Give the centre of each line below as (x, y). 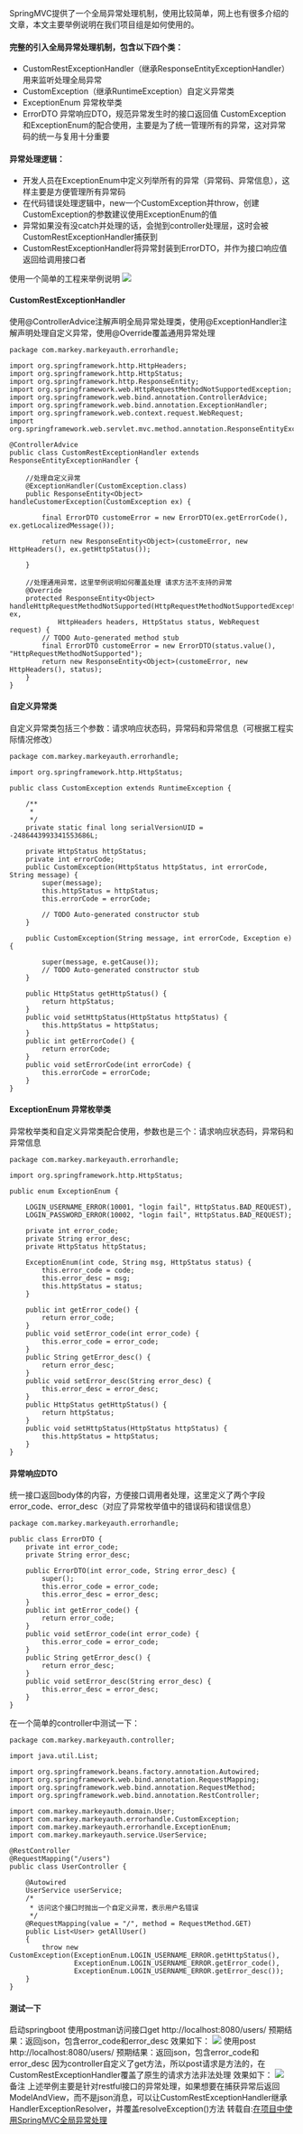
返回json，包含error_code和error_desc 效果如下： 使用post (140, 2041)
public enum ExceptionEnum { (64, 1192)
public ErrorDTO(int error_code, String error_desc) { (131, 1571)
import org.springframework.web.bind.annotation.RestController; (134, 1796)
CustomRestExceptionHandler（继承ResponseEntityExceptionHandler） (156, 69)
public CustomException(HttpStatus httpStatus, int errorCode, (147, 867)
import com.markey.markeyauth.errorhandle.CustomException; (125, 1820)
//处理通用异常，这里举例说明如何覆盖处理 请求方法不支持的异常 (129, 582)
